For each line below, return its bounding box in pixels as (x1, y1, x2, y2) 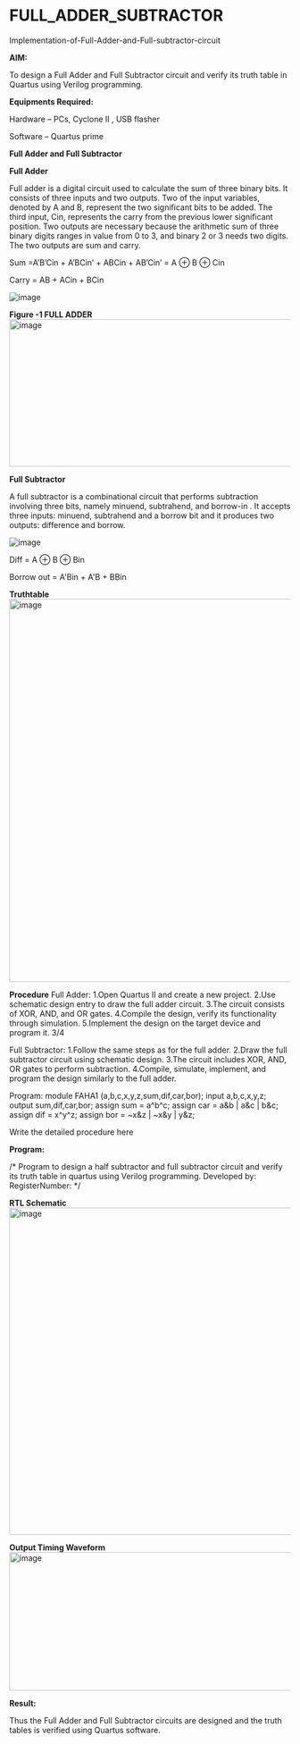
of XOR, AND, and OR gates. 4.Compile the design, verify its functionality (9, 1008, 277, 1019)
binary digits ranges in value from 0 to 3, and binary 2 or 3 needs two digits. (9, 230, 288, 241)
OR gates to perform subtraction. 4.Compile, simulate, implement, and (9, 1063, 266, 1074)
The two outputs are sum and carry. (9, 239, 141, 250)
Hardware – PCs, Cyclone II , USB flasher (9, 113, 161, 124)
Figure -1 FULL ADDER (9, 309, 93, 320)
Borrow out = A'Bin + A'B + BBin (9, 571, 127, 582)
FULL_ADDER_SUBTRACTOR (9, 5, 224, 26)
